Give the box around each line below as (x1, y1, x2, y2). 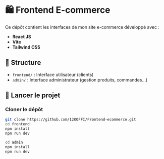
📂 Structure (5, 58, 41, 67)
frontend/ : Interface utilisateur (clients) (12, 72, 94, 78)
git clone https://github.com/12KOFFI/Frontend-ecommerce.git (5, 117, 136, 122)
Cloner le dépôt (5, 106, 43, 113)
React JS (12, 34, 31, 40)
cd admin (5, 140, 23, 145)
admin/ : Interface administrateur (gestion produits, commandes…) (12, 77, 148, 82)
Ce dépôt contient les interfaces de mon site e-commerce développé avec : (5, 24, 160, 30)
